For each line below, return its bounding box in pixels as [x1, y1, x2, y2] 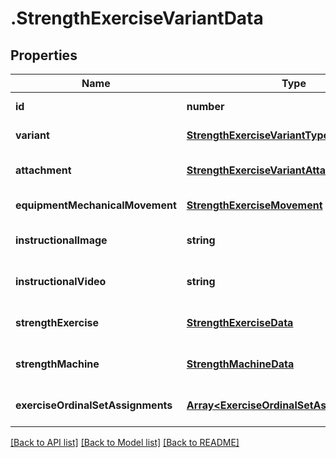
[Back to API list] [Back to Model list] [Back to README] [10, 437, 240, 448]
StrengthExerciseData [186, 316, 294, 329]
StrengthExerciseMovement [186, 198, 323, 212]
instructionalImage [15, 233, 108, 247]
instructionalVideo [15, 275, 107, 288]
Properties [10, 47, 78, 64]
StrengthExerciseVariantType [186, 128, 330, 142]
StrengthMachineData [186, 357, 295, 371]
